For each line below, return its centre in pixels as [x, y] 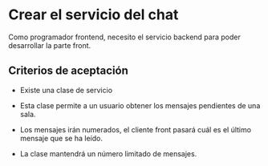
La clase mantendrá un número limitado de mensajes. [108, 153]
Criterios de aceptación [68, 71]
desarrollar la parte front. [50, 45]
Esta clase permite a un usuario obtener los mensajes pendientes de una [140, 105]
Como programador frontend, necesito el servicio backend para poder [124, 37]
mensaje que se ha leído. [61, 138]
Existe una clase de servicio [66, 90]
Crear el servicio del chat [93, 15]
